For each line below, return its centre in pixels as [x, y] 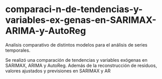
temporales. [18, 50]
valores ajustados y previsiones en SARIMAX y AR [58, 71]
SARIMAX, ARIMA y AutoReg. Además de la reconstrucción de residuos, [81, 65]
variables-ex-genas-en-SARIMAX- [81, 20]
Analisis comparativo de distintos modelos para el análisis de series [76, 45]
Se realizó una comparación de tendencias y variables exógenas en [76, 60]
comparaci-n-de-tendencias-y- [74, 9]
